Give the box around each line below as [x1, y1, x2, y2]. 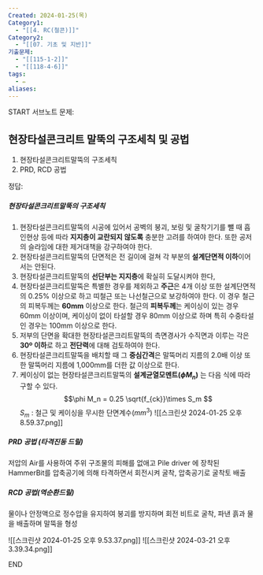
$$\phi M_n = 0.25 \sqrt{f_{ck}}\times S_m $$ [64, 394, 213, 403]
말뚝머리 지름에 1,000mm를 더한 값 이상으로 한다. [28, 360, 180, 370]
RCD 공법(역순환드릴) [8, 488, 75, 497]
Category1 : [8, 19, 44, 27]
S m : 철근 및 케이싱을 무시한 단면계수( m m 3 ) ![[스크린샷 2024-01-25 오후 [19, 406, 243, 419]
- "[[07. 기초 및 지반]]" [15, 41, 92, 49]
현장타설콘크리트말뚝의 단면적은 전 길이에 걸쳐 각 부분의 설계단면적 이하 [19, 252, 239, 262]
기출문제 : [8, 48, 34, 56]
